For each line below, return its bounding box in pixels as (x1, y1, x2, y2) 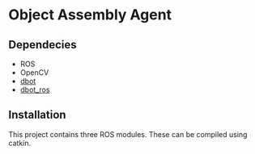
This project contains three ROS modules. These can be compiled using (8, 129, 248, 139)
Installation (8, 108, 66, 122)
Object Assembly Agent (8, 6, 172, 24)
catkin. (8, 138, 31, 148)
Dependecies (8, 38, 77, 52)
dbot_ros (19, 85, 50, 94)
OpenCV (19, 68, 49, 77)
